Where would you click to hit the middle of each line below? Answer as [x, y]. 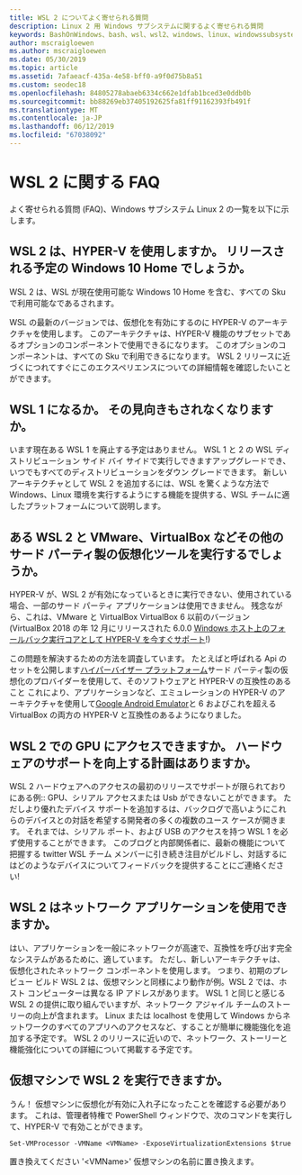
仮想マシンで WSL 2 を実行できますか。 [119, 1081]
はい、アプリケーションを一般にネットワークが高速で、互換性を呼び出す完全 [151, 948]
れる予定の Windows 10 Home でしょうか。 [130, 268]
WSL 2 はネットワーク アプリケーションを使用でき [149, 908]
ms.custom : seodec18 [48, 85]
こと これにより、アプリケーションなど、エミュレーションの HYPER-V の [144, 692]
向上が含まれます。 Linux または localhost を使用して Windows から [158, 1016]
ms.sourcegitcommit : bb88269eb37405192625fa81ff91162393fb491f [130, 101]
